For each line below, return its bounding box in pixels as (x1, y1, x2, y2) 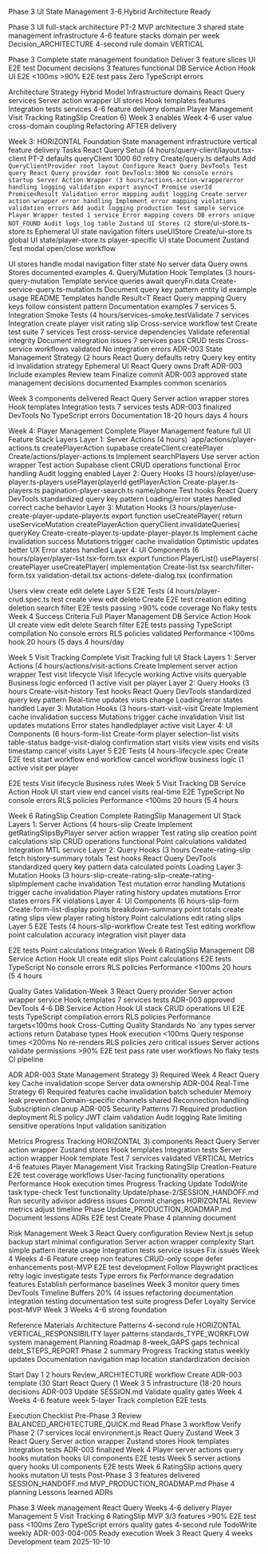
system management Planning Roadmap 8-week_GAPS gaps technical (8, 1337, 240, 1347)
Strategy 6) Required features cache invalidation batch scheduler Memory (8, 1087, 252, 1097)
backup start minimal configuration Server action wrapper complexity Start (8, 1237, 254, 1246)
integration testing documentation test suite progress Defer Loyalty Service (8, 1296, 256, 1306)
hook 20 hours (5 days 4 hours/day (8, 637, 125, 646)
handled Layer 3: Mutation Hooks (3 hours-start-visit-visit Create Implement (8, 704, 259, 713)
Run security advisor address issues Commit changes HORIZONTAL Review (8, 1196, 258, 1205)
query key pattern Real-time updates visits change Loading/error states (8, 695, 243, 705)
